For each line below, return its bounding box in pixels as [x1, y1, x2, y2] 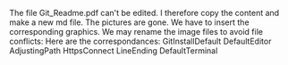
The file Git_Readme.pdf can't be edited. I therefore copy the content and [9, 8, 280, 18]
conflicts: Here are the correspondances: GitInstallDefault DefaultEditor [9, 36, 272, 46]
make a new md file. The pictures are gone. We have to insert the [9, 17, 250, 28]
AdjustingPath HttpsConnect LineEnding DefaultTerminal [9, 45, 218, 56]
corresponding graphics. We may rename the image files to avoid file [9, 27, 264, 37]
